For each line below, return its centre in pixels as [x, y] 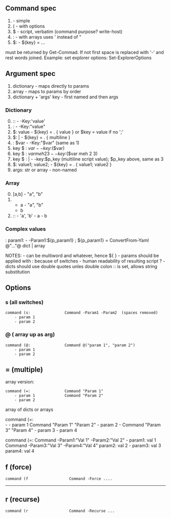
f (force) [19, 467]
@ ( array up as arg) [30, 334]
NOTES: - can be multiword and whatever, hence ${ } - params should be [82, 255]
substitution [18, 272]
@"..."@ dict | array [25, 245]
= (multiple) [24, 369]
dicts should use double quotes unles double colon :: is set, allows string [81, 266]
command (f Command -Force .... [59, 479]
